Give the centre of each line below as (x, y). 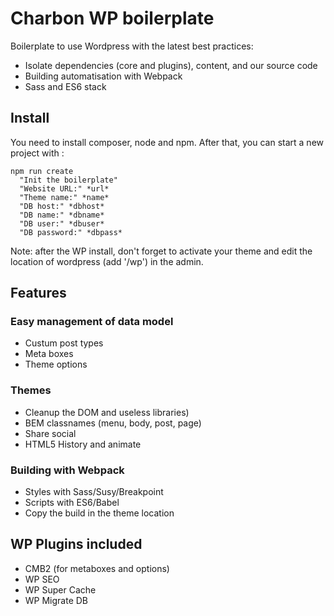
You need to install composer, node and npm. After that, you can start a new (167, 142)
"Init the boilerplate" (68, 180)
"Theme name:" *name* (64, 197)
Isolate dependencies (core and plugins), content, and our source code (171, 65)
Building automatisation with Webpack (103, 76)
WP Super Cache (60, 589)
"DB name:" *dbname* (62, 215)
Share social (50, 433)
